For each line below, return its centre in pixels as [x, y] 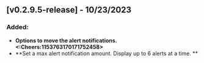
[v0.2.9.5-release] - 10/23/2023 [69, 10]
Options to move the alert [48, 40]
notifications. [100, 40]
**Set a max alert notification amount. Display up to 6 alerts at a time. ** [107, 53]
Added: [17, 27]
